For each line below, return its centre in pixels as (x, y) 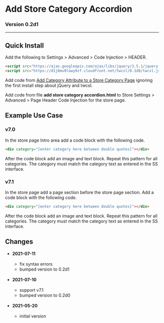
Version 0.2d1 (22, 25)
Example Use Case (34, 115)
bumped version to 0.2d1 (44, 269)
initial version (33, 316)
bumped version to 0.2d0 (45, 295)
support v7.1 (31, 290)
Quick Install (24, 45)
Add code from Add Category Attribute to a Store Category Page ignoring (79, 80)
